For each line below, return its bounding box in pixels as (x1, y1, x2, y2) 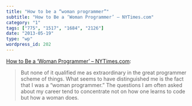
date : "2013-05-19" (6, 31, 54, 37)
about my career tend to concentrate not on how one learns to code (20, 88, 186, 95)
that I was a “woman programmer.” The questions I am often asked (20, 81, 183, 88)
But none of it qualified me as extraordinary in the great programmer (20, 69, 187, 76)
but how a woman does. (20, 94, 80, 101)
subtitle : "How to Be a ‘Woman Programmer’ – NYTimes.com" (6, 14, 154, 20)
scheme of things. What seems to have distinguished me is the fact (20, 75, 184, 82)
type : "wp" (6, 36, 33, 42)
